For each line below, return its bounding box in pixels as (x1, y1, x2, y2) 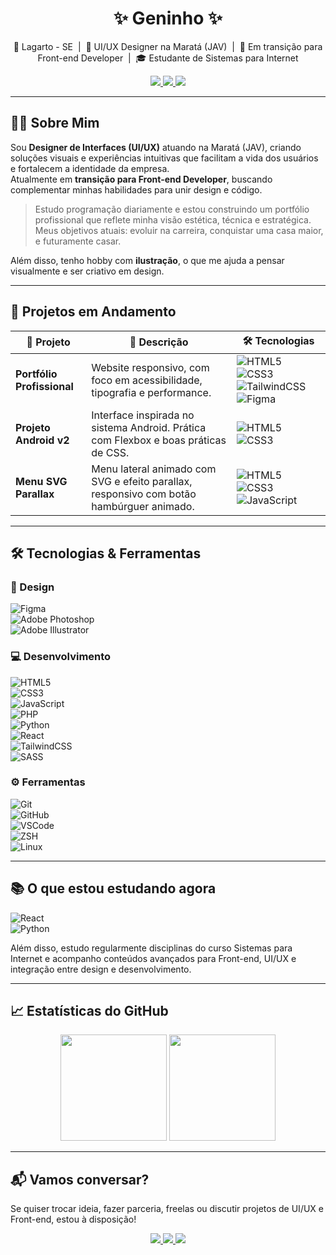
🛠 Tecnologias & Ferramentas (10, 545, 202, 562)
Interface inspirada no (91, 408, 195, 422)
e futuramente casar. (34, 235, 122, 247)
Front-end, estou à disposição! (10, 1213, 137, 1226)
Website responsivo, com (91, 360, 210, 374)
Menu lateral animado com (91, 462, 217, 476)
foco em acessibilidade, (91, 373, 203, 387)
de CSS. (91, 445, 130, 459)
